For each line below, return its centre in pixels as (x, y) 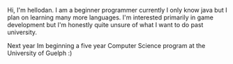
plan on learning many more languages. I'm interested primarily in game (111, 17)
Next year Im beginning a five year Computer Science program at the (106, 46)
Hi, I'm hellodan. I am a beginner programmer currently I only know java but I (117, 10)
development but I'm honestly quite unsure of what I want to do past (105, 25)
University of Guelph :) (40, 53)
